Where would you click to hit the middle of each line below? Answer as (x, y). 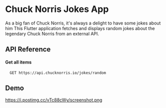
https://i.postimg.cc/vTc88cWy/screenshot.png (54, 100)
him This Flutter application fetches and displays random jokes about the (80, 28)
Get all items (18, 62)
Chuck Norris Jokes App (57, 9)
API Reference (28, 49)
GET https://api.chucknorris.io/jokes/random (58, 73)
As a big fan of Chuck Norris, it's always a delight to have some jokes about (83, 23)
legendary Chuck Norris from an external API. (52, 33)
